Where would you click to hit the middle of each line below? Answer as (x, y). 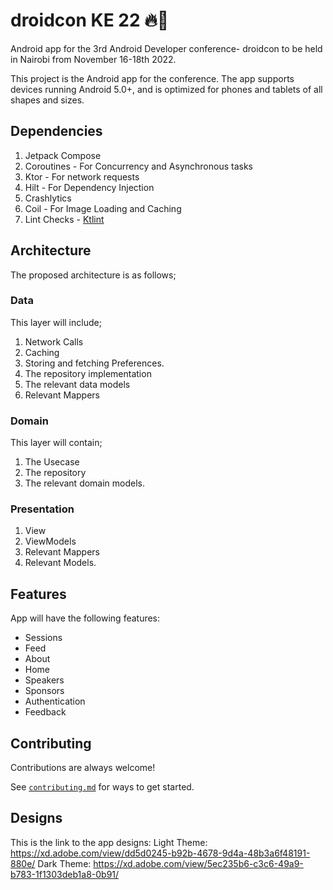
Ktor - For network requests (82, 176)
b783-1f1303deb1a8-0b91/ (65, 874)
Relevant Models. (60, 563)
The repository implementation (88, 373)
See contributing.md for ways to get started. (102, 787)
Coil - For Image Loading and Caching (103, 208)
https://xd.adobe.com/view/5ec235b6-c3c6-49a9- (198, 863)
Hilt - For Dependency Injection (89, 187)
